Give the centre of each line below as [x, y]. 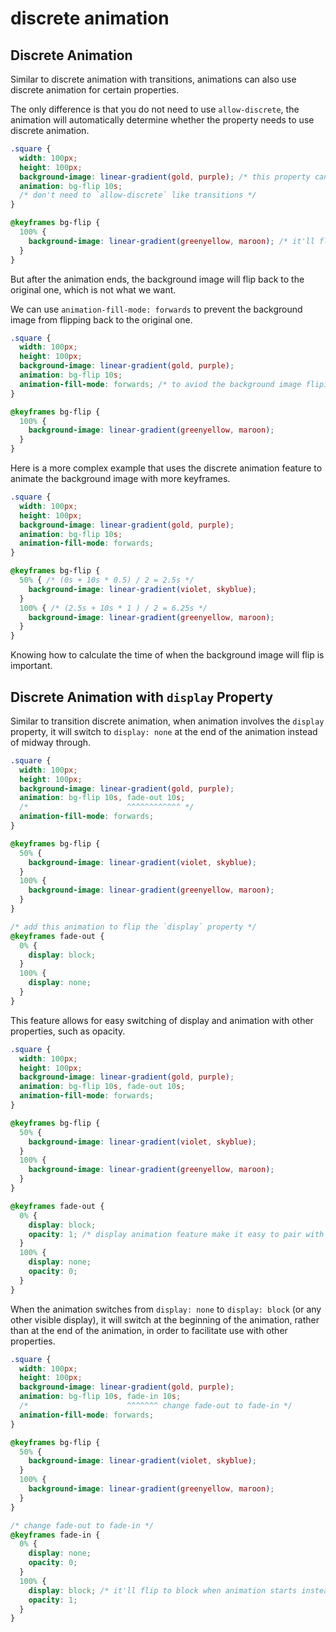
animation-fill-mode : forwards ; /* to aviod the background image [160, 384]
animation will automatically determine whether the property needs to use [162, 120]
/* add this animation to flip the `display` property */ [133, 927]
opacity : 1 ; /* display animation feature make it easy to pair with [176, 1234]
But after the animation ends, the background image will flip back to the [157, 279]
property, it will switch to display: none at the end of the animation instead [164, 731]
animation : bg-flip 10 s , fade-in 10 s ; [100, 1397]
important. [31, 666]
